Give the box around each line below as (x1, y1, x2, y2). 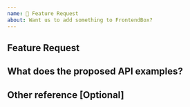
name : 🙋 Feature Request (7, 10, 79, 17)
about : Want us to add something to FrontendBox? (7, 17, 153, 23)
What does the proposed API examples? (7, 66, 183, 77)
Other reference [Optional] (7, 89, 124, 101)
